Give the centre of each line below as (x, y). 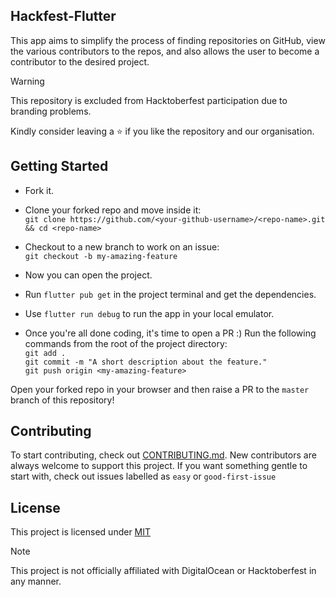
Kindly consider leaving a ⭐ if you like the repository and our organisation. (162, 131)
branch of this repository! (62, 400)
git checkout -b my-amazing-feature (101, 256)
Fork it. (39, 190)
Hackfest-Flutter (63, 16)
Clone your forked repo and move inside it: (113, 210)
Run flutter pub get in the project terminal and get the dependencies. (170, 294)
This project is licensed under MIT (81, 532)
